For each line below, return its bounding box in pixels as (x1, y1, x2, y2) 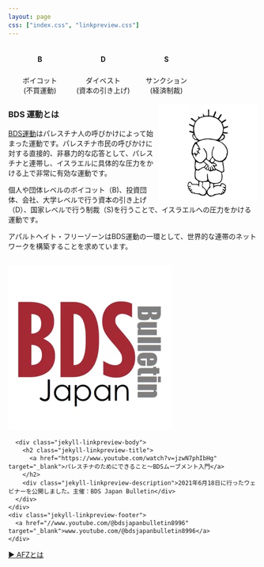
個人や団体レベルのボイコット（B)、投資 (8, 185, 141, 194)
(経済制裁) (149, 86, 183, 95)
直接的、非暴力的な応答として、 (28, 148, 133, 158)
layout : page (8, 13, 51, 21)
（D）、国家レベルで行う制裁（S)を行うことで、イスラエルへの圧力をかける (8, 204, 251, 214)
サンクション (145, 75, 187, 85)
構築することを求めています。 (35, 242, 133, 251)
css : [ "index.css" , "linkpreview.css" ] (8, 21, 140, 29)
